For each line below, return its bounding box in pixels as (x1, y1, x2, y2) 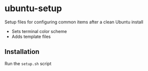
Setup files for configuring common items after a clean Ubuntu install (4, 19, 144, 25)
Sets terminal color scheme (11, 28, 67, 34)
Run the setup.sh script (4, 60, 52, 66)
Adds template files (11, 34, 51, 39)
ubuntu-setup (4, 3, 62, 14)
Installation (4, 48, 40, 56)
